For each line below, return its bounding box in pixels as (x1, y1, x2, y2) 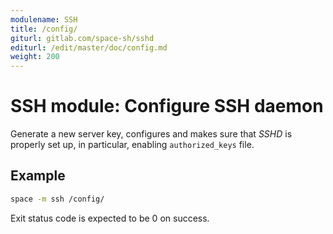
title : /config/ (10, 24, 78, 34)
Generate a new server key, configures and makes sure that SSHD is (10, 128, 293, 140)
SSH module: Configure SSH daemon (10, 95, 324, 118)
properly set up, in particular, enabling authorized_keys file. (10, 139, 255, 151)
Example (10, 167, 66, 185)
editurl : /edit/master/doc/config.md (10, 42, 168, 53)
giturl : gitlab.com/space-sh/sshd (10, 33, 155, 43)
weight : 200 (10, 52, 60, 62)
